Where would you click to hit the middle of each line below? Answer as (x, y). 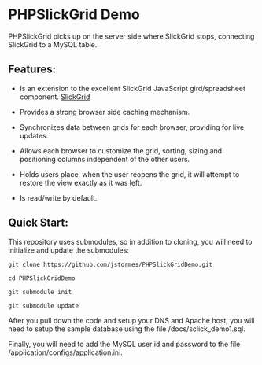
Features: (32, 70)
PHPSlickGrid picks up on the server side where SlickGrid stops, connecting (131, 36)
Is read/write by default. (58, 197)
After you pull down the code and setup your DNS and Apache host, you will (131, 320)
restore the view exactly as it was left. (81, 182)
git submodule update (44, 306)
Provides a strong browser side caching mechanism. (105, 112)
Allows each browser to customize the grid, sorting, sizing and (121, 150)
